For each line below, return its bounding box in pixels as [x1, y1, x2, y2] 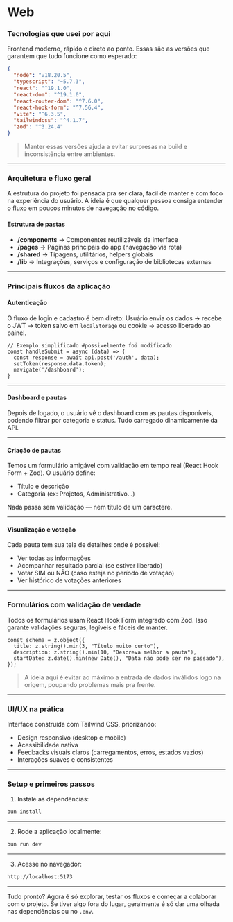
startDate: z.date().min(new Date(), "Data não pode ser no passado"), [13, 654, 225, 662]
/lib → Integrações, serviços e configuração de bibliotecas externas [17, 257, 212, 266]
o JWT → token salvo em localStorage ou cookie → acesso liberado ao [7, 321, 211, 329]
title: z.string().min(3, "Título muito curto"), [13, 643, 159, 650]
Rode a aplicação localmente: [17, 828, 102, 836]
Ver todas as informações [17, 554, 92, 562]
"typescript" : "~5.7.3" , [13, 78, 85, 85]
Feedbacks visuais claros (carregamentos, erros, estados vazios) [17, 748, 204, 756]
